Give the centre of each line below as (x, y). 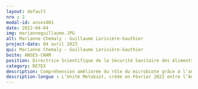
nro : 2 (16, 17)
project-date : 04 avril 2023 (42, 44)
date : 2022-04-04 (27, 28)
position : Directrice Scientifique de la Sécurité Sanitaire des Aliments (100, 60)
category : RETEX (26, 66)
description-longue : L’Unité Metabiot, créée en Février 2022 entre (93, 77)
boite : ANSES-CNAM (29, 55)
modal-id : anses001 (30, 22)
